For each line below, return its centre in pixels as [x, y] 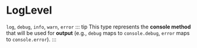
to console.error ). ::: [31, 39]
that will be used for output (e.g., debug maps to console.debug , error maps [98, 33]
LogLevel [29, 10]
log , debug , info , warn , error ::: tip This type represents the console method [99, 27]
